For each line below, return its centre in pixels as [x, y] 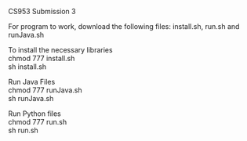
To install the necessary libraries [60, 50]
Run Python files [35, 114]
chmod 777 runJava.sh [45, 90]
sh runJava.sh [31, 98]
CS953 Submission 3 [42, 11]
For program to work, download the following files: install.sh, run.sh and [124, 26]
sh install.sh [27, 67]
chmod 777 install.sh [42, 58]
